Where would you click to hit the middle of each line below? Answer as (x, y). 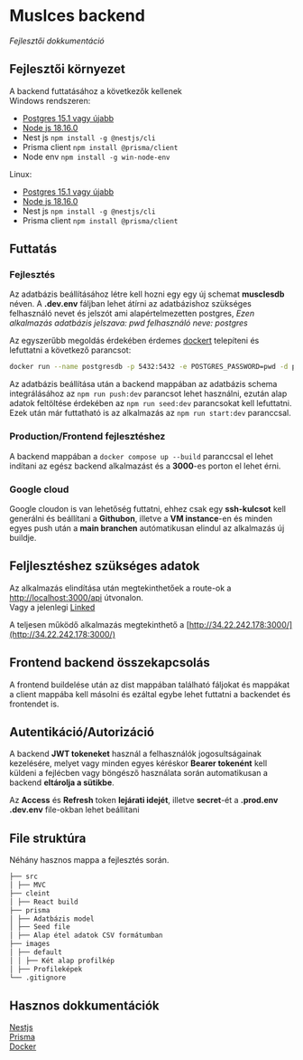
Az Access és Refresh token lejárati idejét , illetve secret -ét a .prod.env (144, 800)
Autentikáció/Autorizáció (82, 732)
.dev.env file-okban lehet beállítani (74, 809)
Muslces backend (78, 16)
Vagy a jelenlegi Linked (52, 607)
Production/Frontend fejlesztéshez (87, 437)
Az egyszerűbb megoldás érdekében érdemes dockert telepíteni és (134, 341)
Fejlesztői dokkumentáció (57, 41)
